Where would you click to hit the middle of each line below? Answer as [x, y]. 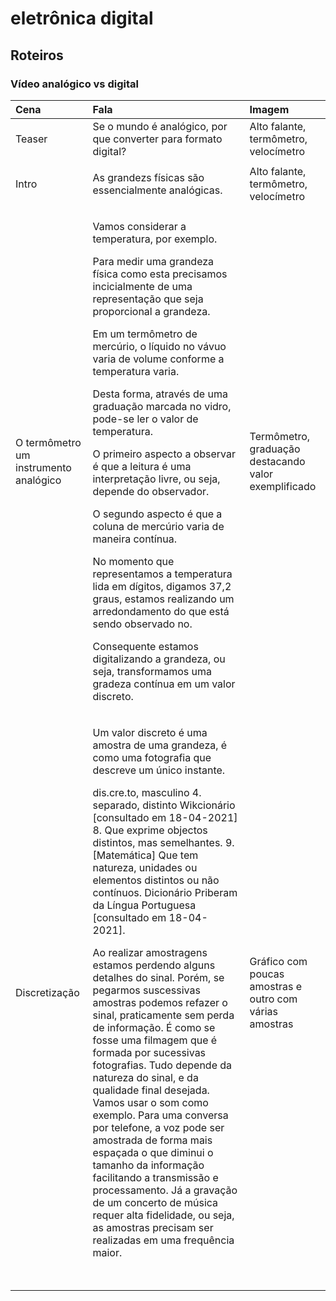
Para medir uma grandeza [153, 261]
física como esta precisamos [160, 274]
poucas [267, 974]
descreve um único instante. [159, 770]
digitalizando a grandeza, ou [159, 659]
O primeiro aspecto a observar [164, 454]
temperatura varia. [136, 371]
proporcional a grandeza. [151, 311]
